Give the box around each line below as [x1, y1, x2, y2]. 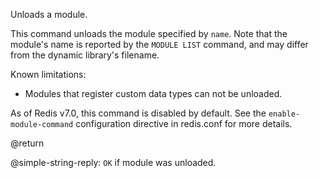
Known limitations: [10, 69, 87, 80]
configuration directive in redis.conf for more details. [75, 118, 293, 129]
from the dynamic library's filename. [10, 49, 160, 61]
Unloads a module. [10, 9, 88, 20]
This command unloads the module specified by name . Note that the [10, 28, 288, 39]
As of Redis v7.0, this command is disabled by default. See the [10, 107, 267, 119]
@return [10, 137, 45, 149]
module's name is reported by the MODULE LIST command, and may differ [10, 39, 309, 50]
